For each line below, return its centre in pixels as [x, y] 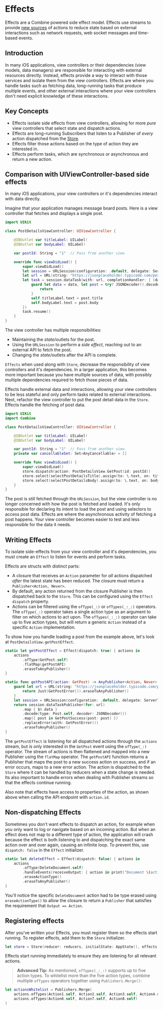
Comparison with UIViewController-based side [77, 174]
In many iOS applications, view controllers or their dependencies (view [76, 65]
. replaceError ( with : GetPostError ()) [60, 723]
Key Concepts [27, 111]
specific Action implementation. [44, 627]
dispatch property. [31, 602]
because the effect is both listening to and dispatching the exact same [75, 839]
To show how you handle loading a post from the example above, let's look [80, 637]
